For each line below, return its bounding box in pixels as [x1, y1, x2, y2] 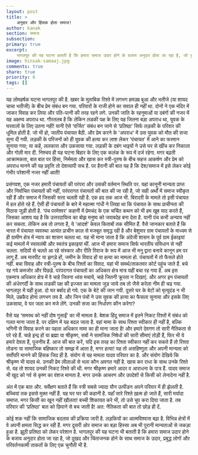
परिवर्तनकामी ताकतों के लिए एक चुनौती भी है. [6, 441, 88, 449]
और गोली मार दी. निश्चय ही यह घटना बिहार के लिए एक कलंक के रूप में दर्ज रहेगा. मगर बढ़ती [6, 149, 176, 156]
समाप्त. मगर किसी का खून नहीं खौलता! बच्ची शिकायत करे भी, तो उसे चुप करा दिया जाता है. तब [6, 397, 181, 404]
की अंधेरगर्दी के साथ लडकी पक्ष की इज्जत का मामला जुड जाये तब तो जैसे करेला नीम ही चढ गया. [6, 281, 182, 287]
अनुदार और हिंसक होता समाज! [16, 19, 72, 25]
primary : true [6, 42, 41, 48]
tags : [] [6, 80, 28, 86]
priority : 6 [6, 74, 35, 80]
